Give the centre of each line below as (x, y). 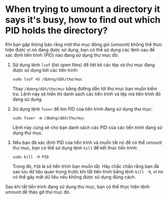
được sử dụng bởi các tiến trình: (45, 70)
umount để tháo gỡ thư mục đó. (38, 192)
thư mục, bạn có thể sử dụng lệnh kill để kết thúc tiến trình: (75, 148)
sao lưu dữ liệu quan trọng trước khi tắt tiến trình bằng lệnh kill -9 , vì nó (88, 171)
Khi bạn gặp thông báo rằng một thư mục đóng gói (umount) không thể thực (84, 44)
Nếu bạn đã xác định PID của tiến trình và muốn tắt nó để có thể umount (87, 142)
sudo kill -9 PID (31, 157)
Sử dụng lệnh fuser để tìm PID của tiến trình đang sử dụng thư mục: (82, 109)
